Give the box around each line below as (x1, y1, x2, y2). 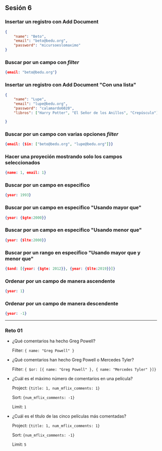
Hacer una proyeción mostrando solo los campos (5, 153, 122, 160)
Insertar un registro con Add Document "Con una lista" (5, 81, 136, 88)
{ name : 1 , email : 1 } (5, 170, 47, 175)
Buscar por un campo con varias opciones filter (5, 130, 119, 137)
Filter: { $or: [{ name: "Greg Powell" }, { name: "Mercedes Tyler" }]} (12, 366, 157, 372)
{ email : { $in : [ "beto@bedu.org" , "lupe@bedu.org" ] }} (5, 142, 113, 147)
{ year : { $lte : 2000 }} (5, 238, 47, 242)
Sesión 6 (5, 4, 32, 12)
